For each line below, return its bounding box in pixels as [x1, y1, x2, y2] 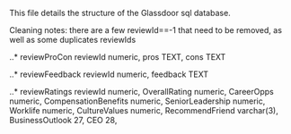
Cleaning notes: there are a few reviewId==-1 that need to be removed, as [9, 25, 283, 35]
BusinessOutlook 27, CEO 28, [9, 115, 118, 125]
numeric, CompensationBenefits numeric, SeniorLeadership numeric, [9, 96, 266, 106]
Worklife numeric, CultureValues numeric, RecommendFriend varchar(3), [9, 105, 278, 115]
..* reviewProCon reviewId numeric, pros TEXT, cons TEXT [9, 52, 226, 62]
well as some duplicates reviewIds [9, 35, 137, 45]
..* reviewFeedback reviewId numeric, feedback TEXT [9, 69, 209, 80]
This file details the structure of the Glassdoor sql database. [9, 8, 231, 18]
